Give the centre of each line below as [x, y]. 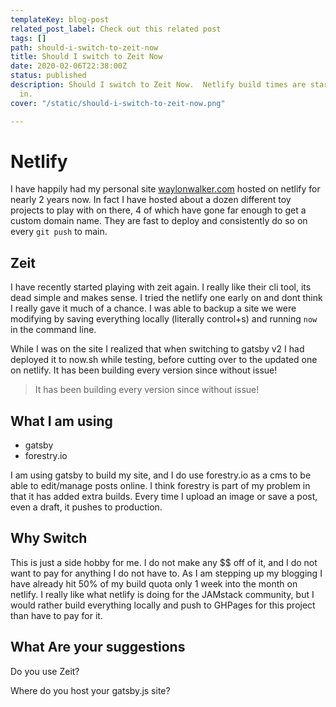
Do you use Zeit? [45, 671]
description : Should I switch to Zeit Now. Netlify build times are [158, 85]
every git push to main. [59, 232]
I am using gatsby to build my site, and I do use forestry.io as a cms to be [161, 475]
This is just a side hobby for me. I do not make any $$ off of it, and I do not [164, 562]
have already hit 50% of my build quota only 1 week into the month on [154, 583]
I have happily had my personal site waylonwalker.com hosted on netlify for [165, 189]
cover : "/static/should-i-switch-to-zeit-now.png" [118, 103]
